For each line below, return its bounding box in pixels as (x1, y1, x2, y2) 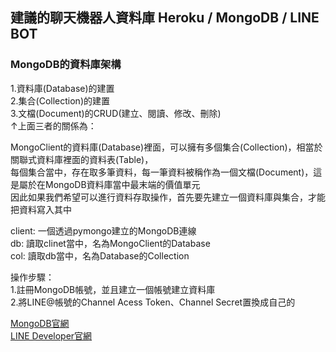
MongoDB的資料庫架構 (10, 58, 122, 72)
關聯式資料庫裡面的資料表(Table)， (10, 153, 154, 165)
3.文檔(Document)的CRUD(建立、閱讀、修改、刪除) (10, 107, 222, 119)
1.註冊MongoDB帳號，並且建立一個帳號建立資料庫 (10, 283, 216, 295)
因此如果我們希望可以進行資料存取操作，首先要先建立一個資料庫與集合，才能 (10, 191, 326, 203)
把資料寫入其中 (10, 203, 72, 215)
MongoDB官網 (10, 317, 70, 329)
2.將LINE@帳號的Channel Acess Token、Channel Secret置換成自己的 (10, 296, 296, 308)
